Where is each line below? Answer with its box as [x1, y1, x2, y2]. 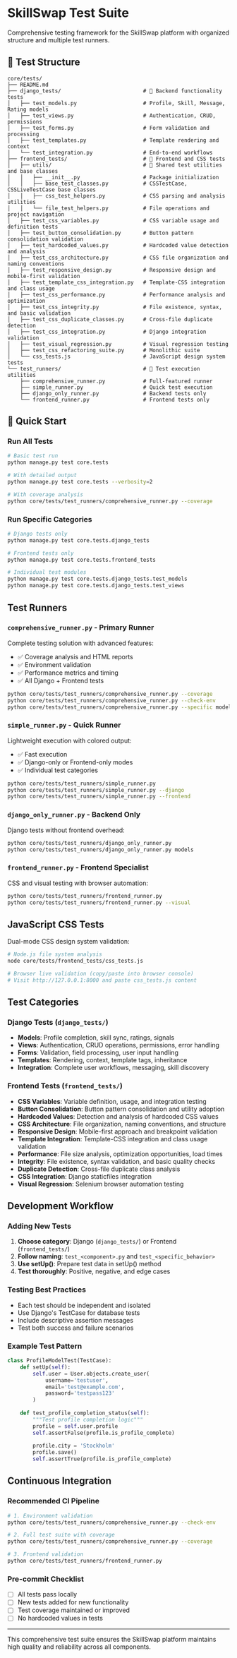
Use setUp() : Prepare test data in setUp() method [17, 1260, 162, 1268]
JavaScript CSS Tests [7, 918, 104, 930]
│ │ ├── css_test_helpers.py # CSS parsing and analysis [7, 192, 226, 199]
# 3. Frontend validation [7, 1551, 83, 1558]
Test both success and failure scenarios [17, 1323, 134, 1332]
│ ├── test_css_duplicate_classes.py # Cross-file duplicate [7, 316, 213, 323]
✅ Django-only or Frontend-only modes [17, 757, 133, 767]
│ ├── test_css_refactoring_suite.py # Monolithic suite [7, 347, 200, 354]
